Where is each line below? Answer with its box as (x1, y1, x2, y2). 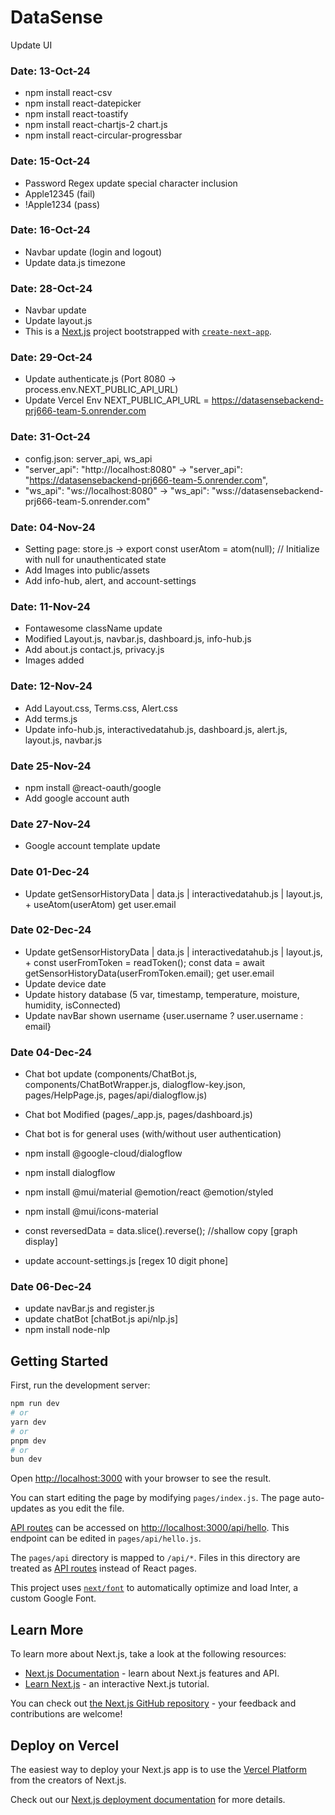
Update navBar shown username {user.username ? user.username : (24, 1009, 304, 1021)
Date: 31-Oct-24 (10, 430, 91, 444)
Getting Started (10, 1352, 109, 1370)
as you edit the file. (46, 1502, 125, 1515)
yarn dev (10, 1417, 47, 1427)
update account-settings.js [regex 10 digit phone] (24, 1255, 229, 1267)
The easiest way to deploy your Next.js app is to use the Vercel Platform (10, 1763, 308, 1775)
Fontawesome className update (24, 622, 163, 635)
